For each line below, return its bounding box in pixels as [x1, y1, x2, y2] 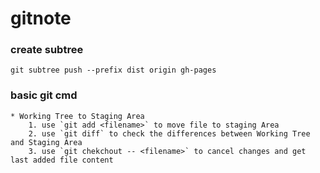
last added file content [10, 155, 114, 165]
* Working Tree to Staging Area [10, 111, 145, 121]
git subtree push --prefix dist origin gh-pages [10, 65, 217, 76]
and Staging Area [10, 137, 83, 147]
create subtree [10, 43, 84, 57]
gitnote [10, 7, 72, 30]
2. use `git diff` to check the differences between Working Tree [28, 128, 311, 139]
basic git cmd [10, 88, 78, 102]
